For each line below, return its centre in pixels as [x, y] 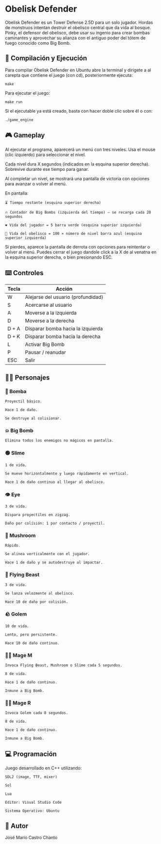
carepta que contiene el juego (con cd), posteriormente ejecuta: [69, 75]
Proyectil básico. [24, 401]
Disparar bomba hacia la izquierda [64, 329]
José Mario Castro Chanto [31, 838]
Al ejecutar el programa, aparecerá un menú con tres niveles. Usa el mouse [80, 149]
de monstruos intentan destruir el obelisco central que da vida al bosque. [78, 27]
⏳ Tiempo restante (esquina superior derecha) [53, 202]
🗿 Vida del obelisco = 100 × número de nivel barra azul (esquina [73, 233]
